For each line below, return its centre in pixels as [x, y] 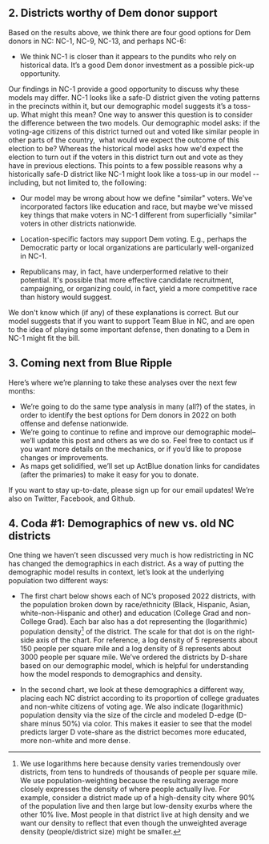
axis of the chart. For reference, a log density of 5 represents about [147, 640]
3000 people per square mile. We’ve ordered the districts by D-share [134, 657]
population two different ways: [58, 581]
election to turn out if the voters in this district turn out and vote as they [126, 157]
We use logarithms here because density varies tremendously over [130, 764]
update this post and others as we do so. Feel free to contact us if [145, 440]
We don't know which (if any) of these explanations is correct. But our [124, 312]
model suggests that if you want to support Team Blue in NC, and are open [131, 321]
